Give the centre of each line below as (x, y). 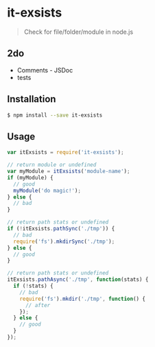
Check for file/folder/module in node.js (79, 32)
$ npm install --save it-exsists (55, 115)
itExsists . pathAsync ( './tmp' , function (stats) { (78, 280)
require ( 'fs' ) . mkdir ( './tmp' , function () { (83, 299)
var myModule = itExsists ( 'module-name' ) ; (69, 171)
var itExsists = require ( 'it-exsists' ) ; (66, 152)
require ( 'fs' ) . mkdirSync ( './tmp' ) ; (64, 241)
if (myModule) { (30, 177)
